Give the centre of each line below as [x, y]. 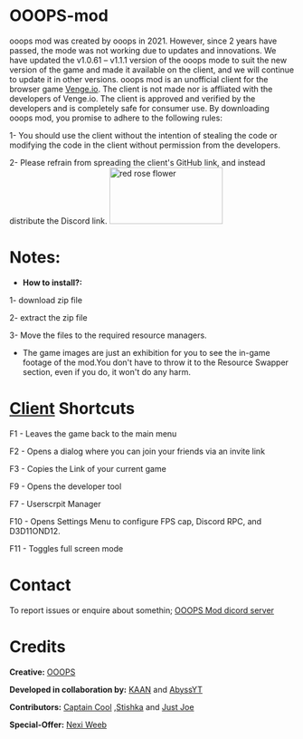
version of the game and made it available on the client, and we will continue [152, 70]
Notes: [35, 258]
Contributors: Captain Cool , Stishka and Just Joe [102, 706]
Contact [40, 585]
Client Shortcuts [72, 409]
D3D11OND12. [35, 531]
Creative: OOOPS [43, 672]
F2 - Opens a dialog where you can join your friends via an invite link [137, 451]
